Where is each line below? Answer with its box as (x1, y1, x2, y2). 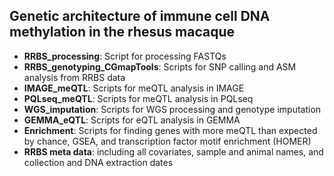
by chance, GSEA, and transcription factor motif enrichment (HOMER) (23, 135, 312, 147)
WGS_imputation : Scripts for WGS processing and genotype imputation (23, 103, 322, 115)
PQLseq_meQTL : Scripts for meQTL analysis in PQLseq (23, 92, 254, 104)
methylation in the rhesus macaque (9, 24, 236, 41)
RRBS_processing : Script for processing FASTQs (23, 50, 227, 62)
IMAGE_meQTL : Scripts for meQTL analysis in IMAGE (23, 82, 245, 94)
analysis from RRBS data (23, 71, 126, 83)
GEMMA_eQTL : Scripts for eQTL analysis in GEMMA (23, 114, 241, 126)
